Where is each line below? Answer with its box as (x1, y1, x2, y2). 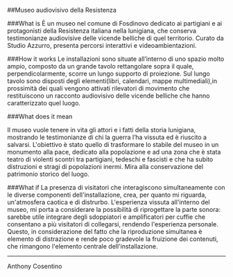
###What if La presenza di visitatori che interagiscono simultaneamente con (7, 184, 225, 191)
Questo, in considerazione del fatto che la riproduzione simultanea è (7, 228, 202, 235)
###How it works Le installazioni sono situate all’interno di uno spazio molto (7, 55, 225, 63)
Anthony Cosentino (7, 262, 62, 270)
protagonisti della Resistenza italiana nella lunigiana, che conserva (7, 27, 196, 35)
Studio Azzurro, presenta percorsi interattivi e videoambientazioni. (7, 42, 197, 49)
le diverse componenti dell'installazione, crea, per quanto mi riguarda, (7, 190, 207, 199)
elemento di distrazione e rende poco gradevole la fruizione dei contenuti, (7, 235, 218, 243)
